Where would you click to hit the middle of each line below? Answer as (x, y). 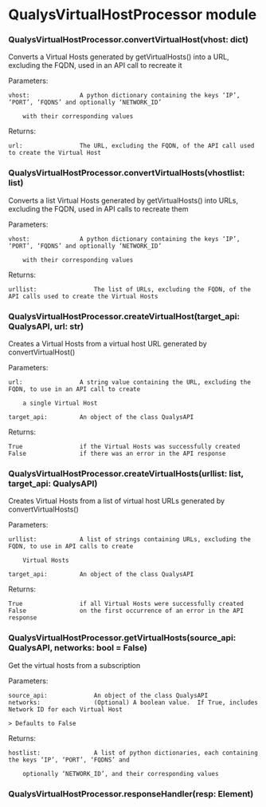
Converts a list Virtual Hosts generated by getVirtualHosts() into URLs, (123, 200)
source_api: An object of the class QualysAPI (108, 695)
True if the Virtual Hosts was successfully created (124, 447)
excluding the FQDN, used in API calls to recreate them (98, 208)
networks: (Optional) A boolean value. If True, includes (133, 702)
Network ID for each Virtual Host (66, 709)
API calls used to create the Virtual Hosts (83, 296)
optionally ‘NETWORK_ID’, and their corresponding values (121, 773)
